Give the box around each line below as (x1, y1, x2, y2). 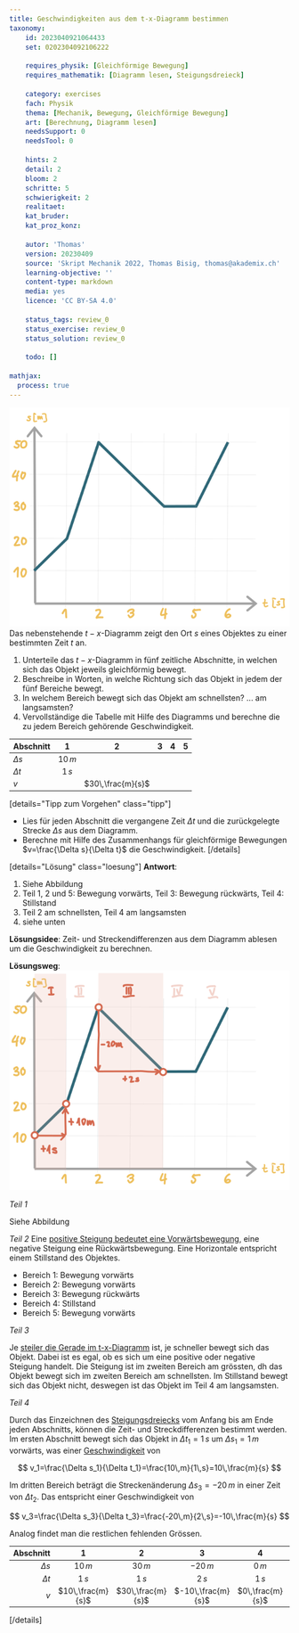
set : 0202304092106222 (25, 43, 109, 52)
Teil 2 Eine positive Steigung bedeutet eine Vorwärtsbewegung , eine (9, 1234, 260, 1244)
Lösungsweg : (9, 960, 61, 971)
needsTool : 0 (25, 136, 74, 146)
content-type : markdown (25, 277, 114, 287)
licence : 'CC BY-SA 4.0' (25, 297, 117, 306)
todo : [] (25, 353, 58, 362)
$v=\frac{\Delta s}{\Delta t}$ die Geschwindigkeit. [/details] (21, 843, 241, 855)
